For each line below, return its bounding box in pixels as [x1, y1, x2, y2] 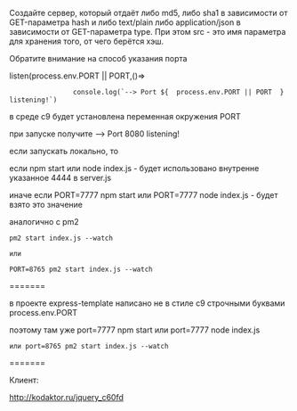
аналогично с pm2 [9, 217, 79, 226]
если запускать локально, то [9, 146, 118, 156]
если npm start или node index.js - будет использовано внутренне [9, 163, 260, 173]
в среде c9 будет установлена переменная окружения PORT [9, 111, 242, 121]
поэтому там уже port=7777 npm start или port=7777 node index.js [9, 325, 261, 335]
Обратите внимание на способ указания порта [9, 53, 188, 63]
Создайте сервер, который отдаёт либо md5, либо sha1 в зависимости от [9, 8, 288, 18]
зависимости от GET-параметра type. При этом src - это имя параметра [9, 27, 286, 37]
